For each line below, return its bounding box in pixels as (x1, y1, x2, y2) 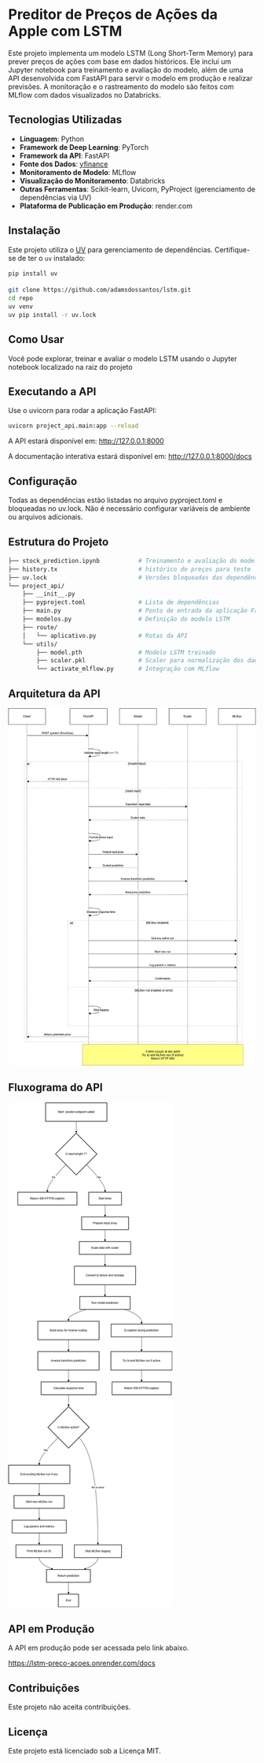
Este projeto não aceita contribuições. (8, 1702, 131, 1712)
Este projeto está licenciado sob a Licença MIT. (8, 1746, 161, 1756)
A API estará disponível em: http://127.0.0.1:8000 (8, 436, 165, 446)
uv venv (8, 303, 34, 311)
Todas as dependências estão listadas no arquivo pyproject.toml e (8, 495, 223, 505)
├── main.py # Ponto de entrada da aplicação (22, 607, 247, 615)
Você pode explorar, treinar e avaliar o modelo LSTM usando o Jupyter (8, 353, 237, 363)
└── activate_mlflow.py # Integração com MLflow (36, 665, 220, 673)
